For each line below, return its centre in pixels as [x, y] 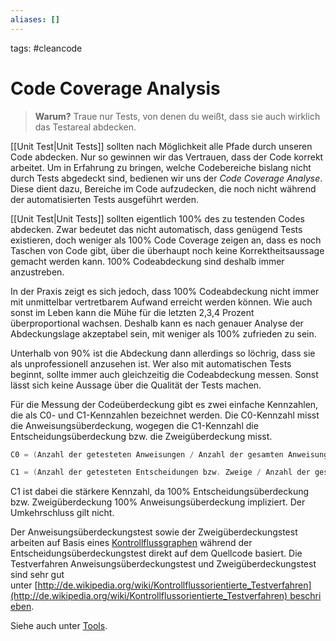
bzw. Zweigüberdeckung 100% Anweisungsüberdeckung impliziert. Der [158, 502]
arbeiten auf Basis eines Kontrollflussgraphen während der [131, 543]
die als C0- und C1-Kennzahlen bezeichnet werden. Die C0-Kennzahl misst [165, 415]
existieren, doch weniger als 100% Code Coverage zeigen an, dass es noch [166, 240]
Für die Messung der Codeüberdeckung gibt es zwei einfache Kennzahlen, [164, 404]
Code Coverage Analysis [115, 88]
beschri [305, 596]
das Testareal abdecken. [85, 127]
